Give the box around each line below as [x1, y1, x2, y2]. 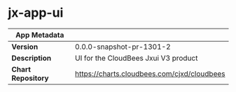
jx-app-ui [8, 5, 64, 21]
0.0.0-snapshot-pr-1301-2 [75, 42, 171, 52]
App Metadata [15, 30, 64, 40]
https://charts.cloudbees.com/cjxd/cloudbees [75, 68, 225, 78]
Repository [11, 73, 49, 83]
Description [11, 53, 52, 63]
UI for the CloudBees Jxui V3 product [75, 53, 198, 63]
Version [11, 42, 39, 52]
